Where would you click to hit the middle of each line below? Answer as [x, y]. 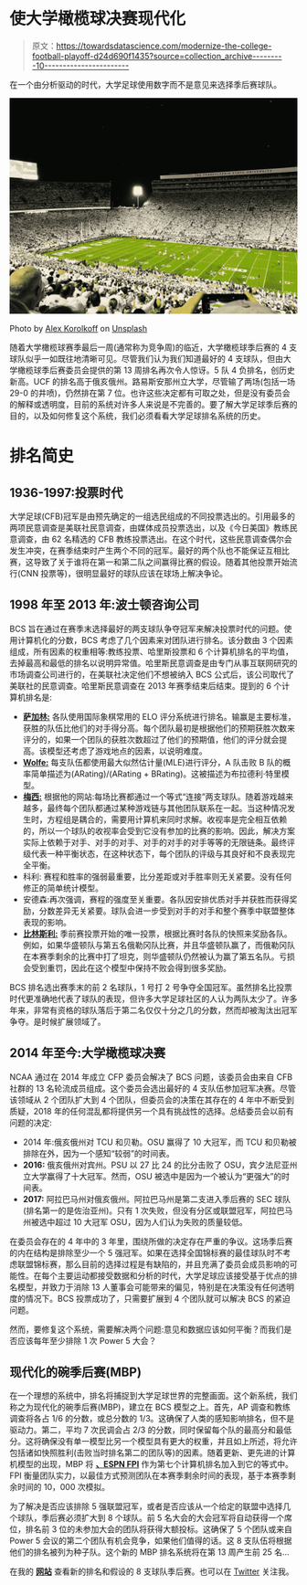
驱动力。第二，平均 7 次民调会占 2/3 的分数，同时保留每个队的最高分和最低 [151, 1430]
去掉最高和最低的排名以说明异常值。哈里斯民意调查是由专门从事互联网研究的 [153, 662]
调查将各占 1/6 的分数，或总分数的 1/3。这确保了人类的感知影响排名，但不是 [152, 1419]
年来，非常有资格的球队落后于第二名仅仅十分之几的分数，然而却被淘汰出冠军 [153, 1009]
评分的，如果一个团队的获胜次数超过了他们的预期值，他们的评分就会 [151, 739]
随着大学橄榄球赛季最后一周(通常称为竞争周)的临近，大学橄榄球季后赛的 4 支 [153, 347]
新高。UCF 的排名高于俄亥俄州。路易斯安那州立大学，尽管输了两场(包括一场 [152, 381]
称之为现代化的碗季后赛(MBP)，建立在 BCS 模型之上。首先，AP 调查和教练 [150, 1407]
